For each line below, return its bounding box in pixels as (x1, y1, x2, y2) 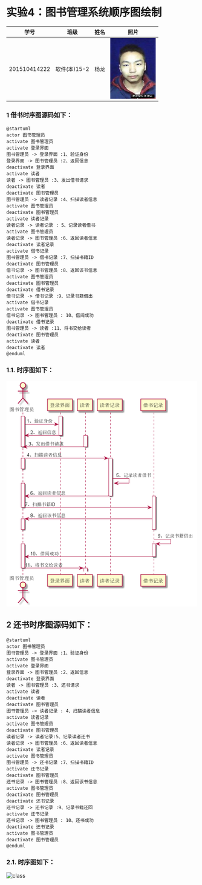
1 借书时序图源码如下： (6, 111, 73, 119)
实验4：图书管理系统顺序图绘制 (6, 5, 162, 19)
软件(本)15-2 (55, 65, 90, 73)
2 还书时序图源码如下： (6, 619, 93, 630)
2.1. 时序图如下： (6, 858, 56, 866)
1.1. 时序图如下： (6, 366, 54, 375)
